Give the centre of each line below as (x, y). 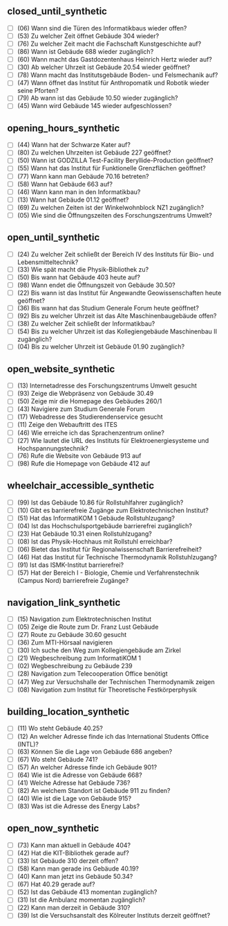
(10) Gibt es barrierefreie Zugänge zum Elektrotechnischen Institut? (113, 510)
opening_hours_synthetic (64, 128)
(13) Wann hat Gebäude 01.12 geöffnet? (73, 200)
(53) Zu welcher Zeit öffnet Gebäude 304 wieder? (88, 36)
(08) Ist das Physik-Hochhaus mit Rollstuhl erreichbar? (95, 541)
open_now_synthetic (53, 829)
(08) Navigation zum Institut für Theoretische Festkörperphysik (107, 690)
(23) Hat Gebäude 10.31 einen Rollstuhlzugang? (84, 534)
